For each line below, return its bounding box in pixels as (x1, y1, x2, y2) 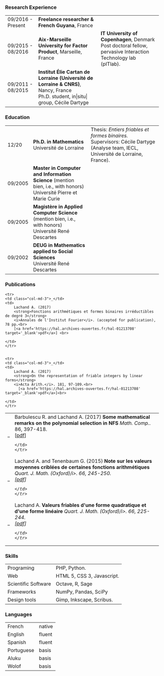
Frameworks (7, 588, 36, 595)
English (7, 631, 24, 638)
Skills (5, 553, 19, 559)
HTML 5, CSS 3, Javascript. (56, 573, 120, 579)
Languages (5, 611, 33, 618)
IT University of (101, 30, 138, 37)
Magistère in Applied (33, 203, 83, 210)
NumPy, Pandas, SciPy (56, 588, 108, 595)
